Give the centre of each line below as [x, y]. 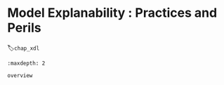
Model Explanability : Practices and [112, 13]
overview [20, 75]
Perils [24, 28]
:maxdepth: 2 [26, 63]
